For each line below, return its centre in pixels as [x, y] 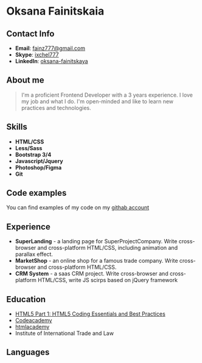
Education [26, 299]
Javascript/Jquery [39, 161]
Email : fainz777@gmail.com [50, 48]
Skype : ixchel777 [37, 55]
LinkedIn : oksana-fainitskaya [51, 61]
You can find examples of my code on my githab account [78, 207]
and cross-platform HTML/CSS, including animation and [108, 248]
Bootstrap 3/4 [33, 154]
